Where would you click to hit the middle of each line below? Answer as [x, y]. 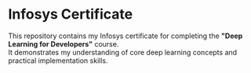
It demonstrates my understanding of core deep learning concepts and [123, 52]
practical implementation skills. [58, 61]
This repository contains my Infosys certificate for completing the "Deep [125, 36]
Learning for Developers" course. [64, 43]
